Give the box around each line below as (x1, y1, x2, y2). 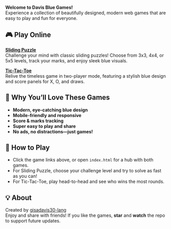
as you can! (12, 173, 37, 179)
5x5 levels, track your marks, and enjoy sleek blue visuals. (5, 57, 128, 63)
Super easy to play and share (12, 123, 76, 129)
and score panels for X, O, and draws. (5, 78, 85, 84)
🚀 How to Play (5, 143, 50, 152)
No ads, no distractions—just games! (12, 128, 93, 134)
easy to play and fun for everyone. (5, 15, 78, 21)
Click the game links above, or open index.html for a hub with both (12, 157, 154, 163)
